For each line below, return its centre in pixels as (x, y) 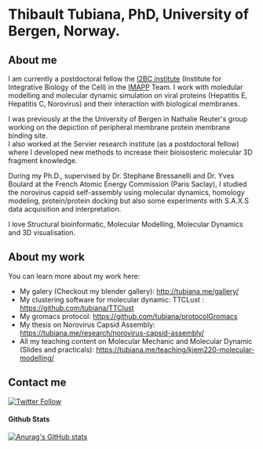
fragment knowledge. (43, 161)
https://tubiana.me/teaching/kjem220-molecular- (175, 349)
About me (33, 60)
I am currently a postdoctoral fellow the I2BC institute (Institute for (115, 79)
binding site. (28, 136)
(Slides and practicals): (57, 349)
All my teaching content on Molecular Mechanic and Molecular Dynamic (136, 341)
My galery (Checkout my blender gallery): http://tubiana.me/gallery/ (129, 291)
